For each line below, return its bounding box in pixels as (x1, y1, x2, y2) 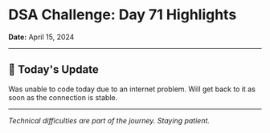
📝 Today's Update (8, 62, 99, 77)
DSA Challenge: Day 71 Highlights (8, 6, 237, 24)
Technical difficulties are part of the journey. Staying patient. (8, 115, 211, 125)
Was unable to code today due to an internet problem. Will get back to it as (8, 84, 256, 94)
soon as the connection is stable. (8, 92, 118, 102)
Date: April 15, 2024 (8, 32, 75, 42)
